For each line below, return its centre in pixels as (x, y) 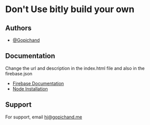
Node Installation (30, 89)
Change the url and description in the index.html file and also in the (75, 68)
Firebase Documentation (38, 83)
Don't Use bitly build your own (70, 9)
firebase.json (19, 73)
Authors (18, 28)
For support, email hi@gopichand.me (44, 117)
